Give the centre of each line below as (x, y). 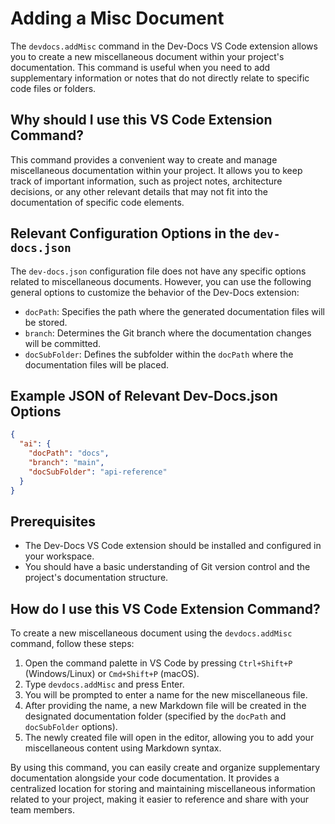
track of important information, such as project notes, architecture (146, 181)
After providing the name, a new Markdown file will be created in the (165, 706)
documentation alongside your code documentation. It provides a (145, 778)
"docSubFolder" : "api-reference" (98, 472)
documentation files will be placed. (97, 364)
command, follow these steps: (72, 644)
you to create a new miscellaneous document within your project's (147, 56)
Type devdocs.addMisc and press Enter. (104, 684)
